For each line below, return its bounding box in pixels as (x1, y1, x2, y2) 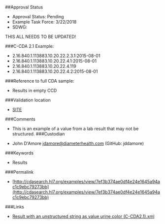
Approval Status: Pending (12, 14, 64, 19)
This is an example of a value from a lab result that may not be (12, 126, 139, 131)
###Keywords (5, 150, 33, 156)
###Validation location (5, 97, 51, 103)
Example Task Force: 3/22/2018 (12, 19, 77, 25)
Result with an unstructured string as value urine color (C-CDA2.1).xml (12, 214, 155, 219)
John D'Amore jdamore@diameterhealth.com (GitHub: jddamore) (12, 140, 144, 146)
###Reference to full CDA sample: (5, 78, 75, 84)
